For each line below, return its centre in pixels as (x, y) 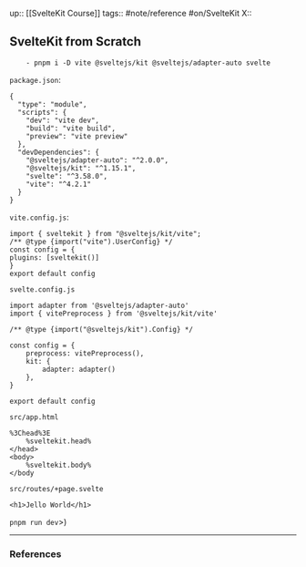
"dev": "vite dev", (63, 120)
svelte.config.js (42, 289)
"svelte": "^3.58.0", (66, 176)
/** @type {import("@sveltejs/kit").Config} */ (102, 329)
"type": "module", (53, 104)
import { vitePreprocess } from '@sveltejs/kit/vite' (114, 314)
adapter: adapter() (79, 369)
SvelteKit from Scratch (75, 41)
